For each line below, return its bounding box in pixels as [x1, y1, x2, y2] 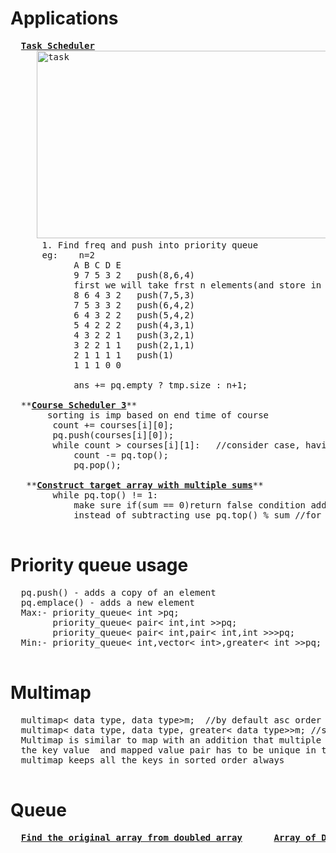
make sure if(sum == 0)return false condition [73, 499, 307, 511]
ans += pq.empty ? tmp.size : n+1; [73, 379, 248, 391]
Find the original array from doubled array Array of [20, 832, 317, 843]
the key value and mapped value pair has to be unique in [20, 744, 317, 756]
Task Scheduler [20, 40, 95, 51]
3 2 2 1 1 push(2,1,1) [73, 339, 196, 351]
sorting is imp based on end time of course [47, 409, 270, 421]
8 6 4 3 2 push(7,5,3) [73, 289, 196, 301]
